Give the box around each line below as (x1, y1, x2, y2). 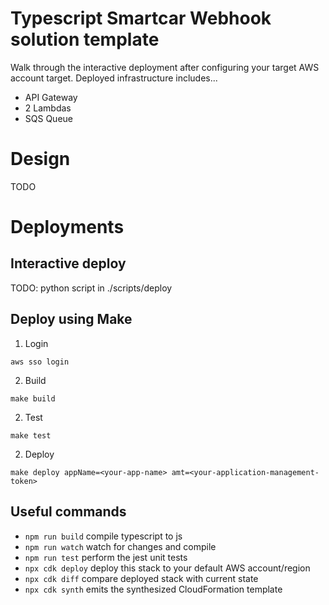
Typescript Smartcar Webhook (10, 7, 272, 30)
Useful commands (10, 503, 127, 521)
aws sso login (10, 357, 70, 367)
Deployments (10, 216, 125, 239)
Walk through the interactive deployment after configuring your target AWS (10, 61, 320, 73)
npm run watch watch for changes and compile (24, 540, 217, 552)
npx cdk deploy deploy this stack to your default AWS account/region (24, 562, 311, 574)
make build (10, 393, 56, 404)
